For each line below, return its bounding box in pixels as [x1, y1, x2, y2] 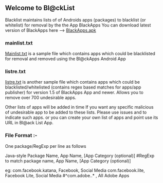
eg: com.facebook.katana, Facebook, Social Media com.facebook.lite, [5, 167, 145, 173]
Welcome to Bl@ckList [5, 4, 75, 12]
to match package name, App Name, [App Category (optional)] [5, 158, 131, 163]
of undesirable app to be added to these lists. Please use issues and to [5, 110, 147, 115]
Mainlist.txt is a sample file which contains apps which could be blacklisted [5, 51, 156, 57]
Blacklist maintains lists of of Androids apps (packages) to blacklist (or [5, 17, 146, 23]
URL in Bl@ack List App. [5, 120, 54, 126]
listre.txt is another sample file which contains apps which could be [5, 79, 140, 85]
